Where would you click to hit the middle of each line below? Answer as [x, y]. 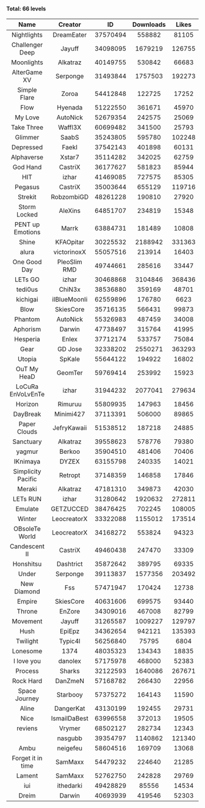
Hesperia [27, 339]
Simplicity [27, 472]
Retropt [70, 475]
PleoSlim [70, 262]
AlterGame [27, 72]
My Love [27, 117]
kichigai [27, 300]
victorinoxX [70, 252]
